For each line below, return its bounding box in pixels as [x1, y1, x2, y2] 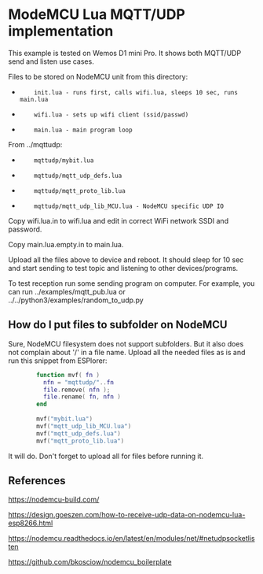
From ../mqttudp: [8, 139, 63, 149]
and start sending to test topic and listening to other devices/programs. [8, 263, 239, 272]
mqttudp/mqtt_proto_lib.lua [34, 187, 126, 194]
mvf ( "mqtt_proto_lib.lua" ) [36, 437, 125, 445]
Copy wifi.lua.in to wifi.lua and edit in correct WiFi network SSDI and [8, 216, 229, 225]
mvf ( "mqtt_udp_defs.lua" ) [36, 429, 122, 438]
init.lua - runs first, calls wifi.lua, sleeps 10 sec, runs [34, 88, 238, 96]
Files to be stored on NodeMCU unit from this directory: [8, 72, 188, 81]
